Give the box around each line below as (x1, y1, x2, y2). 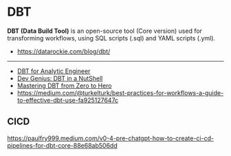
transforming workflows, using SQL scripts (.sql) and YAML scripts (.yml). (7, 34, 215, 42)
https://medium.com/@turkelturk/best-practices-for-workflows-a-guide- (16, 88, 224, 96)
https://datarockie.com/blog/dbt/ (16, 47, 111, 55)
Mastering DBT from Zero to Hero (16, 81, 112, 90)
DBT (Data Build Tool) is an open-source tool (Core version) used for (7, 27, 203, 35)
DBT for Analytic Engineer (16, 66, 91, 75)
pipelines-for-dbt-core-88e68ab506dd (7, 141, 118, 149)
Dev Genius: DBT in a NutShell (16, 74, 103, 82)
